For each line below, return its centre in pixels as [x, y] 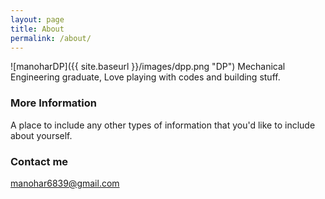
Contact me [39, 161]
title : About [37, 29]
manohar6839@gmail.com [65, 183]
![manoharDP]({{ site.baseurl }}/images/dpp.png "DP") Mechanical [148, 67]
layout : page [37, 19]
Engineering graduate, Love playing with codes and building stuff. [145, 77]
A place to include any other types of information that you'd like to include [163, 125]
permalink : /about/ [51, 38]
